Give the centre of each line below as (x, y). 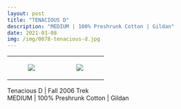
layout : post (26, 13)
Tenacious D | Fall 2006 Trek (48, 91)
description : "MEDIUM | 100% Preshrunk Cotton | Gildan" (91, 26)
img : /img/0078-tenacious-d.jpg (54, 39)
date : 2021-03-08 (32, 33)
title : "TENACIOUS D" (38, 20)
